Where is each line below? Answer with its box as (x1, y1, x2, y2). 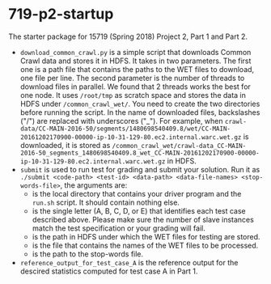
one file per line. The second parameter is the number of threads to (19, 73, 245, 83)
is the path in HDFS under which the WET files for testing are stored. (32, 231, 260, 241)
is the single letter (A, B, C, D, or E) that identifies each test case (32, 206, 247, 215)
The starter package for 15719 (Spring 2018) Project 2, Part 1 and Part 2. (8, 32, 248, 41)
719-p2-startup (8, 5, 114, 23)
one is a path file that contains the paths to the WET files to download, (19, 64, 255, 74)
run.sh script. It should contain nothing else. (32, 197, 180, 207)
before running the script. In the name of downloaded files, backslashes (19, 107, 260, 117)
